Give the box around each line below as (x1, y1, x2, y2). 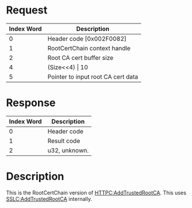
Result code (47, 137, 80, 145)
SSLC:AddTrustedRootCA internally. (6, 195, 92, 202)
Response (6, 96, 56, 110)
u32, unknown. (47, 146, 89, 154)
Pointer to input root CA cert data (47, 73, 139, 81)
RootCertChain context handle (47, 44, 131, 52)
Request (6, 4, 48, 17)
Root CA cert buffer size (47, 53, 114, 62)
